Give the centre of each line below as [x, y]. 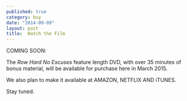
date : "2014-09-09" [30, 23]
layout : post [22, 28]
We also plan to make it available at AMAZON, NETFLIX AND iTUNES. [91, 80]
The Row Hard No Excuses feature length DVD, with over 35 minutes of [94, 62]
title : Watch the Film [36, 34]
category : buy [24, 17]
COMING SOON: [26, 50]
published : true [26, 12]
